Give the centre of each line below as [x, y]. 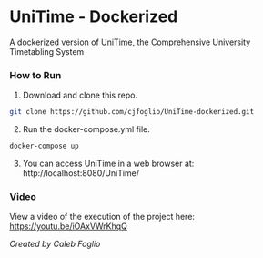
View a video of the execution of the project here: [102, 217]
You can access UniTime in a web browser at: [108, 163]
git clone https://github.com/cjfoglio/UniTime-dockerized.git [132, 112]
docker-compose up [44, 146]
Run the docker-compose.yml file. [86, 129]
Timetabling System [47, 51]
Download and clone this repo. [80, 95]
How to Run [35, 75]
